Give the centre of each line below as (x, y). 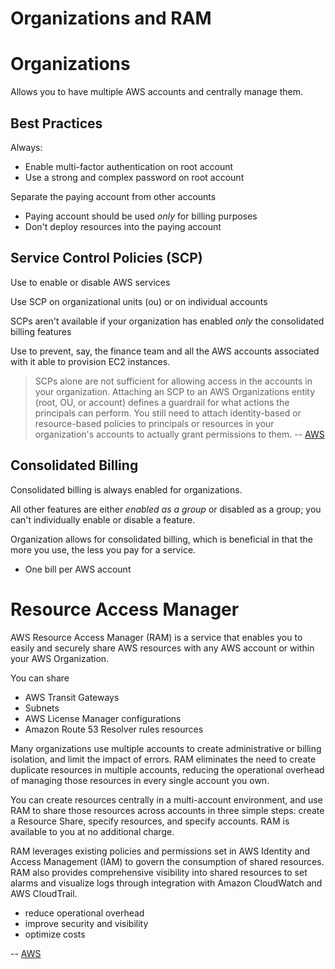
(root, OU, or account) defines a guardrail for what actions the (162, 402)
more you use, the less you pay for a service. (103, 549)
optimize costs (55, 934)
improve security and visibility (86, 923)
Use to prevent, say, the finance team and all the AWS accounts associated (165, 351)
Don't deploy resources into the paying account (123, 226)
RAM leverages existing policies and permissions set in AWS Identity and (160, 851)
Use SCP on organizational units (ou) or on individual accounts (139, 301)
